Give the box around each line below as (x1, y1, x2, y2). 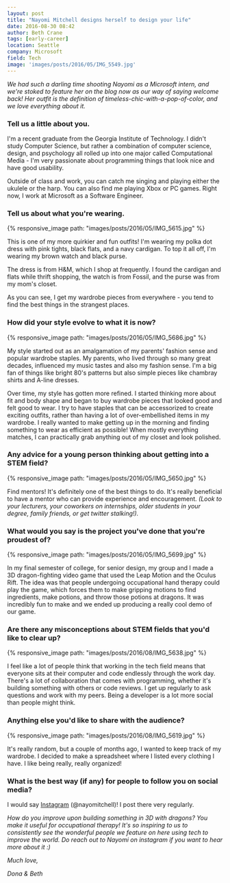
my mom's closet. (7, 280, 57, 288)
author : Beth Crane (7, 29, 63, 36)
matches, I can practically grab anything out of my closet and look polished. (7, 433, 221, 441)
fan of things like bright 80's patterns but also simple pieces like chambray (7, 368, 218, 377)
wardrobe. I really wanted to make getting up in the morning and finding (7, 418, 210, 426)
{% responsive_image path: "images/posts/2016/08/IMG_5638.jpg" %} (7, 649, 207, 657)
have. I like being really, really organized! (7, 759, 122, 767)
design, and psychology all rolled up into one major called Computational (7, 149, 213, 157)
